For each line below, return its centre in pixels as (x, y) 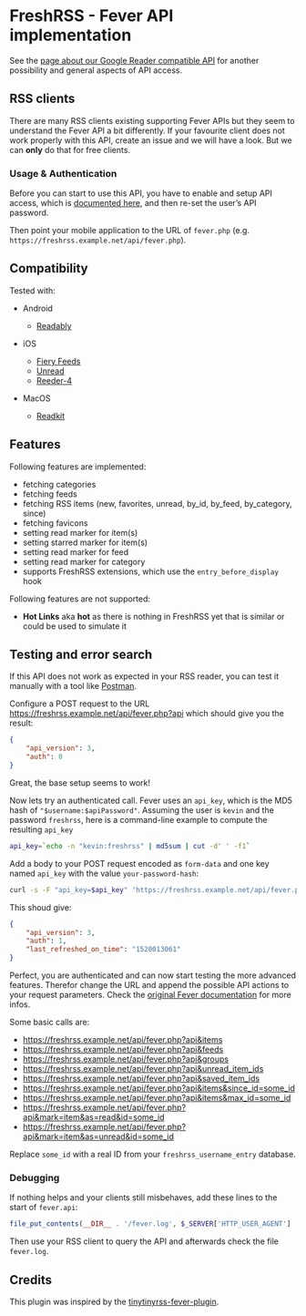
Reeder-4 (54, 380)
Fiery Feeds (58, 361)
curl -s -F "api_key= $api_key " (69, 889)
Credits (31, 1280)
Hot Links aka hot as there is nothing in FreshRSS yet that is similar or (153, 616)
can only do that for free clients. (70, 149)
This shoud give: (41, 907)
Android (37, 308)
